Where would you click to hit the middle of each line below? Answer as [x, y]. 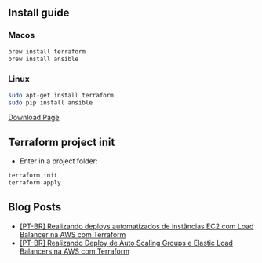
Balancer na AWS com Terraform [73, 234]
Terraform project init [62, 142]
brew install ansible [44, 59]
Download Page [34, 118]
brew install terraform [47, 51]
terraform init [33, 176]
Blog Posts [35, 207]
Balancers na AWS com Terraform [74, 251]
